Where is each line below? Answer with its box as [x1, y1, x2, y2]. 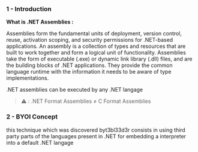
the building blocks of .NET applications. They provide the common [6, 62, 173, 69]
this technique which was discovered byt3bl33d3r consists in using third [6, 126, 186, 133]
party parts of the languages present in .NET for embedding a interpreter [6, 132, 187, 139]
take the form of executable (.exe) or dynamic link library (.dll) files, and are [6, 56, 193, 63]
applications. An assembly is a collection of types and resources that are [6, 42, 186, 50]
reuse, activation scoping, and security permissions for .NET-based [6, 37, 173, 44]
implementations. [6, 74, 49, 82]
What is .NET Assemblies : [6, 19, 74, 26]
